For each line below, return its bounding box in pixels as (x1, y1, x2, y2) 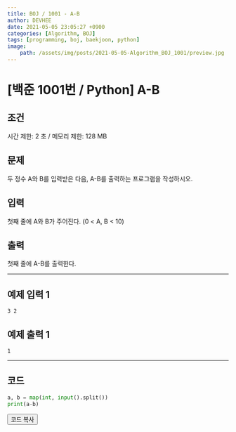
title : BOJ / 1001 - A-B (7, 10, 80, 18)
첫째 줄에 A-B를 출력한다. (7, 259, 77, 268)
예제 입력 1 (7, 289, 51, 301)
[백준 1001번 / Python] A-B (7, 82, 160, 98)
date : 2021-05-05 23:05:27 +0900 (7, 23, 105, 30)
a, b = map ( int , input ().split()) (7, 394, 109, 401)
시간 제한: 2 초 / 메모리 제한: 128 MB (7, 131, 107, 140)
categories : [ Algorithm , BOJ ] (7, 30, 96, 37)
